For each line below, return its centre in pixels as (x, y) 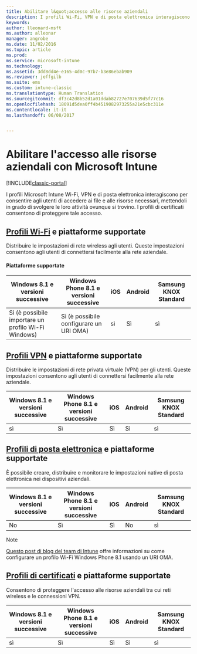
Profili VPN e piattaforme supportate (74, 355)
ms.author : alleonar (31, 33)
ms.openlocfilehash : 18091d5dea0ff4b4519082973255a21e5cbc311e (85, 104)
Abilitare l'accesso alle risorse (81, 155)
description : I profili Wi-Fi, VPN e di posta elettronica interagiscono (98, 17)
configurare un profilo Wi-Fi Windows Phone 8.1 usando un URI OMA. (90, 557)
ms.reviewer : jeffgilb (34, 77)
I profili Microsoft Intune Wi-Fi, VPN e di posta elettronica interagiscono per (97, 195)
